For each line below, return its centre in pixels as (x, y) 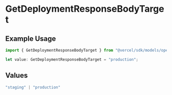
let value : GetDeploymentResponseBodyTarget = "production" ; (72, 59)
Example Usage (31, 39)
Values (17, 75)
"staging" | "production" (33, 87)
